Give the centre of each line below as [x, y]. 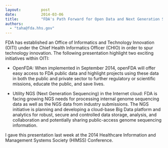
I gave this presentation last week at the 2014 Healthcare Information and [80, 135]
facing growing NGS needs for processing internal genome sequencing [86, 99]
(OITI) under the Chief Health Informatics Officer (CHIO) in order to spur [79, 48]
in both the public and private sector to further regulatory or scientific [84, 79]
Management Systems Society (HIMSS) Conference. [59, 141]
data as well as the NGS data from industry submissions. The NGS [80, 104]
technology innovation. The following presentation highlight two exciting [79, 53]
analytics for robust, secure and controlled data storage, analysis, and [84, 115]
